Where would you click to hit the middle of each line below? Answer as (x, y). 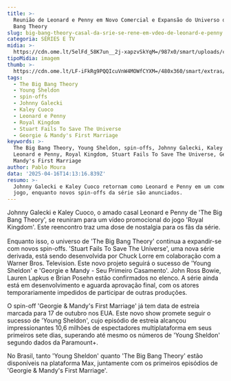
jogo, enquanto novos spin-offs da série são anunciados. (98, 193)
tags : (15, 78)
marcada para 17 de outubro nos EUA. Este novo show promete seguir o (109, 313)
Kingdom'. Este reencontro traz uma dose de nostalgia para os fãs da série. (114, 227)
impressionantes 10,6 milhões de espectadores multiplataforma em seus (109, 328)
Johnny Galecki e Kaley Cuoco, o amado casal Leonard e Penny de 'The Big (115, 213)
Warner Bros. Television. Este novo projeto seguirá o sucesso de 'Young (109, 263)
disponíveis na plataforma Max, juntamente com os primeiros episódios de (112, 363)
